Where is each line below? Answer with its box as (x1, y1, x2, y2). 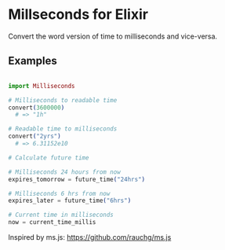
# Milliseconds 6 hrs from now (8, 189, 111, 197)
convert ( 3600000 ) (8, 104, 65, 112)
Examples (8, 54, 57, 68)
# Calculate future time (8, 153, 89, 162)
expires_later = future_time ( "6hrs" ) (8, 197, 132, 205)
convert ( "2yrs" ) (8, 132, 61, 141)
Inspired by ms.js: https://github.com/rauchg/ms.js (8, 233, 172, 241)
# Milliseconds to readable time (8, 96, 118, 104)
